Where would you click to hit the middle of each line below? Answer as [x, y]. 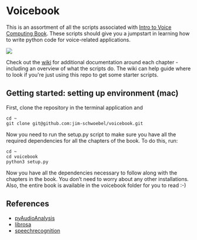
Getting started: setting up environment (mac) [92, 93]
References [28, 204]
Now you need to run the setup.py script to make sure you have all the [91, 134]
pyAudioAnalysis [35, 218]
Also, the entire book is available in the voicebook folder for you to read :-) [96, 185]
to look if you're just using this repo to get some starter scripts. [82, 74]
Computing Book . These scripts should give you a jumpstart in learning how [98, 33]
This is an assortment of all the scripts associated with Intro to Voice [89, 27]
